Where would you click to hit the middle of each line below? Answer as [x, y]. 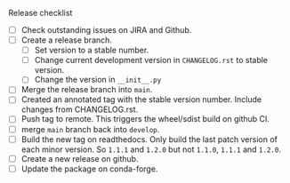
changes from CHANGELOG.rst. [80, 109]
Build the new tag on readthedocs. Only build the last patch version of [149, 139]
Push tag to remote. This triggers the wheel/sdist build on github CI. [145, 119]
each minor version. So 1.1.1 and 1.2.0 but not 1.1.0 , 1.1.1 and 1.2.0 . [151, 149]
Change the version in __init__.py [98, 80]
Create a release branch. [67, 40]
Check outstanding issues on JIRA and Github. [106, 30]
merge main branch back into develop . [90, 129]
